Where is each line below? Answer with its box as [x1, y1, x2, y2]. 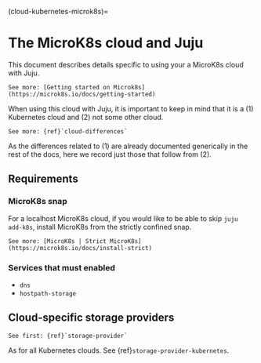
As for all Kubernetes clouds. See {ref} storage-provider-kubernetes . [8, 345, 230, 355]
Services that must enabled [8, 262, 115, 273]
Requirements [8, 172, 78, 186]
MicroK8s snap [8, 196, 68, 207]
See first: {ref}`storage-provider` [8, 332, 128, 339]
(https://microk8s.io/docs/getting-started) [8, 90, 156, 98]
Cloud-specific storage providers [8, 311, 175, 325]
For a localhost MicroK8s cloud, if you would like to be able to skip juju [8, 213, 238, 223]
